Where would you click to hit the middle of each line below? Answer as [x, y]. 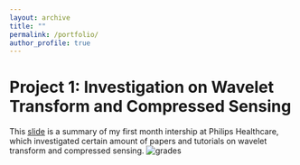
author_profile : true [50, 43]
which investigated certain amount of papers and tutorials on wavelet [138, 142]
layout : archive [40, 18]
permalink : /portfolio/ [54, 34]
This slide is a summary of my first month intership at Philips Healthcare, [144, 132]
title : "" [28, 26]
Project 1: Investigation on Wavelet [141, 87]
